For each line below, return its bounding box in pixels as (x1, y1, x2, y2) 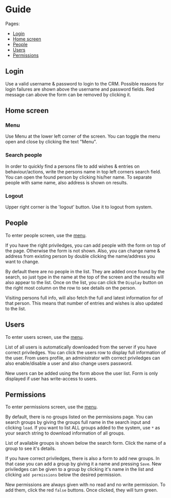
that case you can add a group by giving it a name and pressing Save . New (5, 461, 162, 467)
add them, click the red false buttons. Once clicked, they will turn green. (5, 487, 158, 493)
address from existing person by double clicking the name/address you (5, 253, 155, 259)
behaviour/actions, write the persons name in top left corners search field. (5, 168, 162, 175)
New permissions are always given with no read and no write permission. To (5, 482, 166, 488)
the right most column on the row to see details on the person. (5, 285, 136, 291)
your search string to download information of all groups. (5, 430, 125, 436)
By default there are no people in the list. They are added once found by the (5, 268, 165, 274)
